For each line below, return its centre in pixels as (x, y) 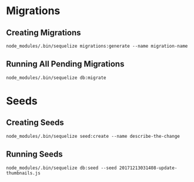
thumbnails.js (24, 173)
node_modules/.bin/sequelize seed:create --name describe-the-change (93, 136)
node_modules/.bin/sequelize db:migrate (56, 78)
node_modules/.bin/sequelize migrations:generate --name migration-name (97, 46)
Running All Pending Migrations (65, 64)
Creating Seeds (35, 123)
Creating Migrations (44, 33)
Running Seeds (34, 154)
